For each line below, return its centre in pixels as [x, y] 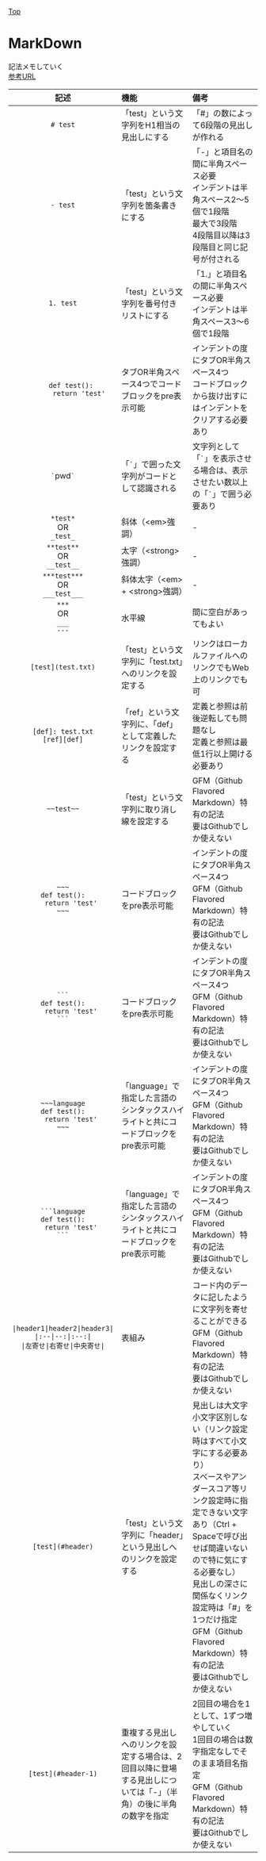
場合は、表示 [224, 470]
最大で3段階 [215, 223]
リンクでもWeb [220, 667]
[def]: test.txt [63, 731]
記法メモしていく [36, 66]
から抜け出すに [220, 396]
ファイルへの [224, 655]
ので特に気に [216, 1560]
